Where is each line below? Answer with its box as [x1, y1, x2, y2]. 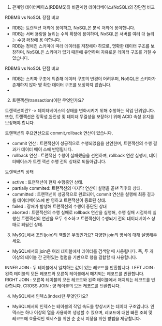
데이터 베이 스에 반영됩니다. [21, 147, 73, 152]
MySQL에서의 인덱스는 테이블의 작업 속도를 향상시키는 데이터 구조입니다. [12, 304, 150, 309]
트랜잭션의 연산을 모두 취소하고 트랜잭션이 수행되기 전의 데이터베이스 [21, 215, 151, 221]
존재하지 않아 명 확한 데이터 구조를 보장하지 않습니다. [12, 82, 112, 87]
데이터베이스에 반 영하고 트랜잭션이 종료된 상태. [17, 197, 106, 203]
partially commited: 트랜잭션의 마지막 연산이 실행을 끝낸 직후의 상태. [12, 185, 142, 191]
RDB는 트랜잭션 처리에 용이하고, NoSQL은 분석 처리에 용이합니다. [12, 25, 135, 31]
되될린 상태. [21, 222, 44, 227]
